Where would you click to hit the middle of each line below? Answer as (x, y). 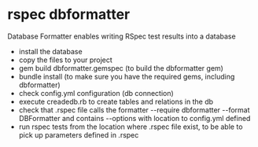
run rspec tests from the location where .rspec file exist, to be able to (131, 127)
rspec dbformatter (69, 15)
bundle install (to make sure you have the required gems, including (127, 76)
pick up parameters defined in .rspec (79, 134)
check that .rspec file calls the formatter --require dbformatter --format (134, 110)
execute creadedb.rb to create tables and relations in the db (116, 101)
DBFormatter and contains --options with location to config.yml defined (135, 118)
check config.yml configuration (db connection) (96, 93)
